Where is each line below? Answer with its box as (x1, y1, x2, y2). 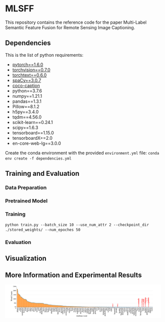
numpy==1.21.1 (12, 93, 42, 99)
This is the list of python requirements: (5, 52, 83, 58)
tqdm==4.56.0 (12, 114, 42, 120)
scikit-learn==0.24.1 (12, 119, 53, 125)
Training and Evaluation (5, 169, 80, 178)
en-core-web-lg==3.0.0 (12, 140, 61, 146)
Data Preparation (5, 184, 47, 191)
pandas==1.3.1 (12, 98, 42, 104)
